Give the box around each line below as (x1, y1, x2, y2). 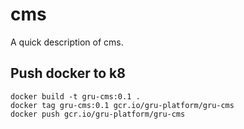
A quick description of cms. (10, 36, 124, 48)
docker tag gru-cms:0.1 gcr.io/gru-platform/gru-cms (10, 100, 235, 110)
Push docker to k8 (10, 65, 126, 82)
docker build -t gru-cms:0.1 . (10, 91, 141, 102)
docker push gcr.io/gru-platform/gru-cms (10, 109, 186, 119)
